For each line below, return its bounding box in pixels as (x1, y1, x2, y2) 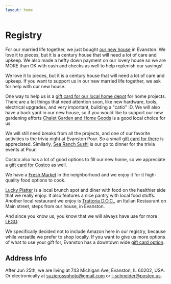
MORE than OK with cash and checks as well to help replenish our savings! (5, 62, 163, 69)
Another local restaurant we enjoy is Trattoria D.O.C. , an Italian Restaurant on (5, 197, 166, 204)
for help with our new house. (5, 83, 66, 89)
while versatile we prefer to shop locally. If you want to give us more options (5, 234, 165, 240)
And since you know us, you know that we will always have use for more (5, 213, 157, 219)
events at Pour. (5, 146, 37, 152)
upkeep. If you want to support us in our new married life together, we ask (5, 78, 161, 84)
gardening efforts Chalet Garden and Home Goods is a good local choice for (5, 115, 166, 121)
